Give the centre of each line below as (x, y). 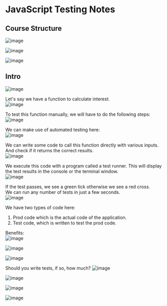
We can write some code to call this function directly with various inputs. (82, 145)
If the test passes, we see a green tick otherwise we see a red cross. (78, 187)
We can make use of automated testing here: (53, 130)
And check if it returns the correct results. (49, 150)
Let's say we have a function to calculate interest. (58, 99)
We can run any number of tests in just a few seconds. (63, 192)
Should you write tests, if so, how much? (48, 268)
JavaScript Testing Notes (60, 9)
